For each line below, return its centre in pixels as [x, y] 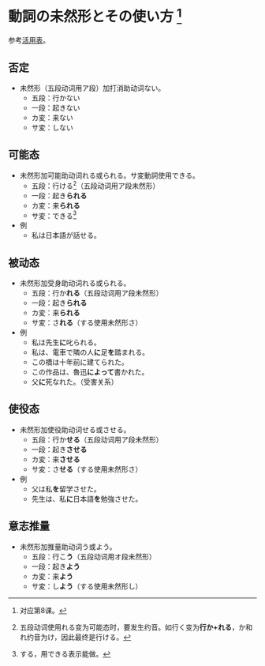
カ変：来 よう [52, 576]
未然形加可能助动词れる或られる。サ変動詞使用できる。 [109, 175]
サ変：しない [52, 128]
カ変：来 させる [56, 459]
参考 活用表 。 [29, 40]
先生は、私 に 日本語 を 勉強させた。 [87, 499]
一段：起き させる [59, 449]
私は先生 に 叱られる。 [66, 342]
